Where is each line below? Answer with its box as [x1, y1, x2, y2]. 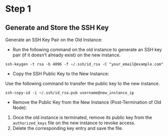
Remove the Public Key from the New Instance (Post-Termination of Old [12, 99, 161, 105]
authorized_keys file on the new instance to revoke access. [12, 120, 136, 126]
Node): [12, 105, 27, 111]
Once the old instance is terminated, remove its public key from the [12, 115, 152, 120]
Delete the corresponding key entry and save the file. [12, 125, 124, 131]
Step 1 [5, 3, 31, 15]
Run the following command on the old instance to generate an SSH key [12, 47, 162, 52]
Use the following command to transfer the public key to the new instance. [5, 81, 160, 86]
